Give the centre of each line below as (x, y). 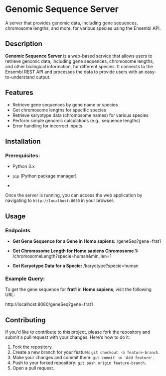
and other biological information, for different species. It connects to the (79, 66)
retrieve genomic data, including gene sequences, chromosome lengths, (80, 61)
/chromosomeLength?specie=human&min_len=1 (62, 256)
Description (24, 44)
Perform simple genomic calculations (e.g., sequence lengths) (76, 120)
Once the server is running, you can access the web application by (74, 195)
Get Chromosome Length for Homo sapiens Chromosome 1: (75, 251)
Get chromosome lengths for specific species (59, 110)
